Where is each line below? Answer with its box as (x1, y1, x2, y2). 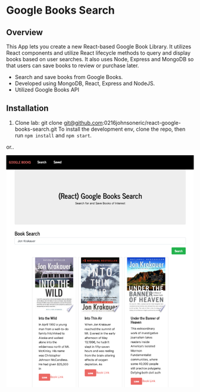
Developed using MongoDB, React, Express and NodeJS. (14, 80, 155, 87)
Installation (6, 104, 49, 114)
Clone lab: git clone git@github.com (14, 119, 103, 126)
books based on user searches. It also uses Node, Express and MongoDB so (6, 56, 194, 62)
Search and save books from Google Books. (14, 74, 123, 80)
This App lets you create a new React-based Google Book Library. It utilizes (6, 43, 192, 50)
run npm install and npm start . (14, 131, 92, 139)
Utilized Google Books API (14, 86, 79, 93)
